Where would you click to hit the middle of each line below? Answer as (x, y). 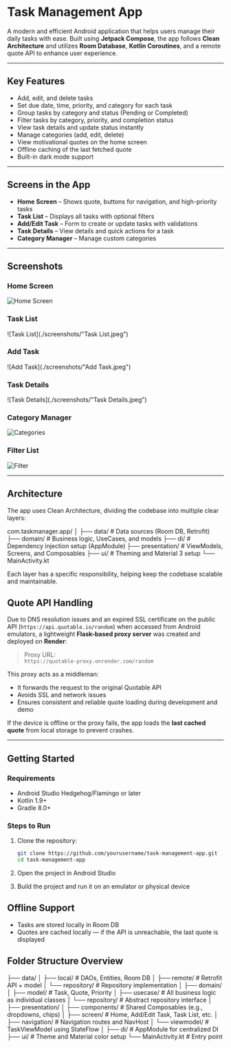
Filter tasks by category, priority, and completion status (95, 120)
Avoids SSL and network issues (62, 695)
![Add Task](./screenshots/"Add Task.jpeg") (69, 367)
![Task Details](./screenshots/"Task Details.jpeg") (77, 400)
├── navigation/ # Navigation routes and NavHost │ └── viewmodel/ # (108, 1022)
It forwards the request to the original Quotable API (89, 688)
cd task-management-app (51, 860)
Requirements (31, 778)
